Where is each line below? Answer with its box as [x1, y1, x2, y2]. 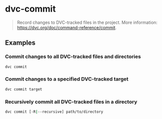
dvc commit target [5, 86, 42, 92]
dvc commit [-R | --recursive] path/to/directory [5, 109, 104, 114]
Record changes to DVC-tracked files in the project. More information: [17, 19, 158, 25]
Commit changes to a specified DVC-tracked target [5, 76, 129, 83]
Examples [5, 39, 36, 47]
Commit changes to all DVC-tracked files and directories [5, 53, 141, 60]
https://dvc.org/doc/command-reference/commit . [17, 24, 117, 30]
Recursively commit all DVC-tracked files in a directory [5, 98, 138, 105]
